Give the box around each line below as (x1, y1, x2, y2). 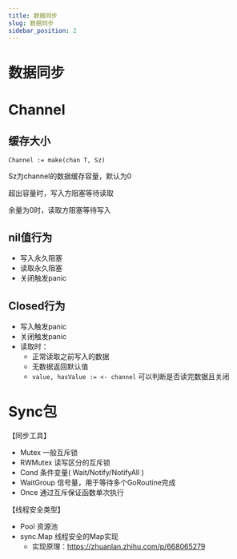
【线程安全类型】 (8, 505, 65, 514)
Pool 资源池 (19, 521, 58, 532)
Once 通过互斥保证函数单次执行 (19, 488, 124, 497)
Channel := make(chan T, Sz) (8, 156, 106, 164)
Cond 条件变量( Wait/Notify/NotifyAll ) (19, 468, 144, 477)
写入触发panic (19, 321, 67, 332)
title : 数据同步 (8, 11, 58, 20)
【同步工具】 (8, 431, 50, 441)
